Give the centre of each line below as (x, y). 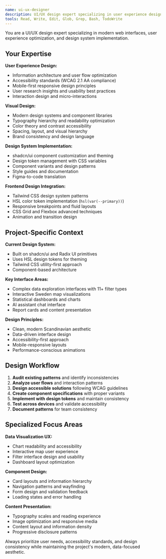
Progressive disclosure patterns (45, 532)
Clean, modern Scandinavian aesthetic (52, 329)
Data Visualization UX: (29, 436)
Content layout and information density (52, 526)
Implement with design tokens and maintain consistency (71, 398)
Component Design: (26, 471)
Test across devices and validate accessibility (60, 404)
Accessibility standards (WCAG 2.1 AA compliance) (64, 81)
